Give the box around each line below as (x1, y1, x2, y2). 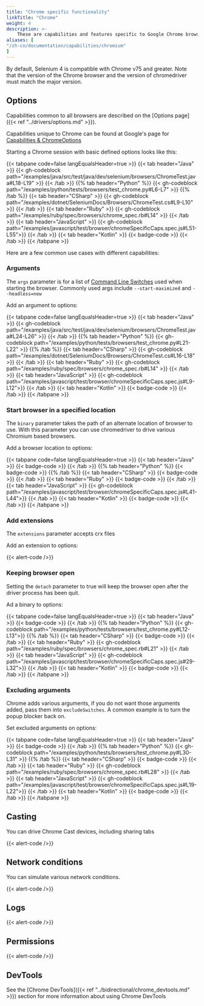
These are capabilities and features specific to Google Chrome (17, 32, 183, 38)
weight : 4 (6, 20, 32, 26)
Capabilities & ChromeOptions (6, 136, 82, 143)
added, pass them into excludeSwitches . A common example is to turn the (6, 706, 190, 713)
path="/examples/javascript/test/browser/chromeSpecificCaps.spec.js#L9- (6, 378, 195, 385)
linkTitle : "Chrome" (6, 15, 59, 21)
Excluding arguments (6, 685, 71, 694)
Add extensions (6, 517, 54, 525)
